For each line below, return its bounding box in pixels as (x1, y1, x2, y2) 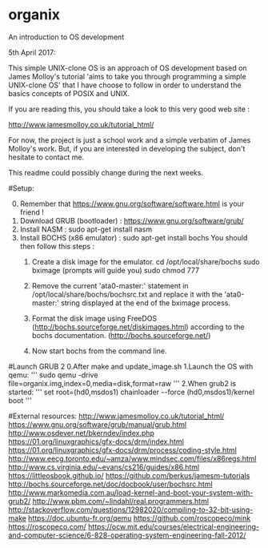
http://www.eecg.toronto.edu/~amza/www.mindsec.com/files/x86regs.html (8, 453, 257, 463)
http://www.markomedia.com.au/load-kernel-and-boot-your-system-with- (8, 487, 254, 498)
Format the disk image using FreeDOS (31, 313, 158, 323)
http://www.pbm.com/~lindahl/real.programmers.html (32, 496, 210, 506)
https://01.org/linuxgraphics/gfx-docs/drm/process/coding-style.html (8, 445, 238, 454)
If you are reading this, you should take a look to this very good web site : (8, 104, 250, 114)
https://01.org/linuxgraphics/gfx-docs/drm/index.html (8, 437, 184, 446)
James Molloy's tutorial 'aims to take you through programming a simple (8, 71, 246, 81)
